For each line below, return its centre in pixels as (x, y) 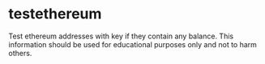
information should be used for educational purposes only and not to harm (133, 44)
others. (20, 53)
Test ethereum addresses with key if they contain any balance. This (121, 36)
